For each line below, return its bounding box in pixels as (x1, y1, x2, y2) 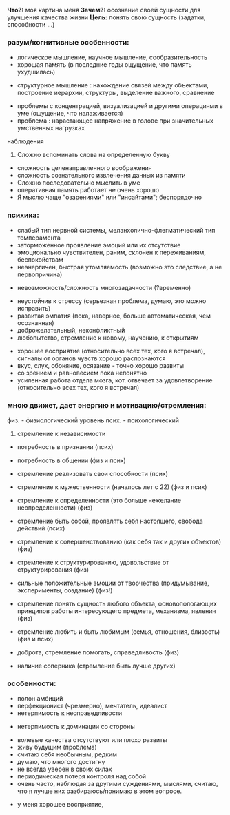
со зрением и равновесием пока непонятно (17, 369, 147, 377)
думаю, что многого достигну (17, 758, 105, 766)
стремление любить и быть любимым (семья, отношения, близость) (17, 627, 220, 636)
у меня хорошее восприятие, (17, 801, 104, 809)
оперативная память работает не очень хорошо (17, 186, 160, 194)
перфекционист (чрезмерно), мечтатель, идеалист (17, 702, 167, 710)
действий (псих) (17, 524, 65, 533)
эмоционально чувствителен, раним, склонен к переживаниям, (17, 248, 207, 256)
